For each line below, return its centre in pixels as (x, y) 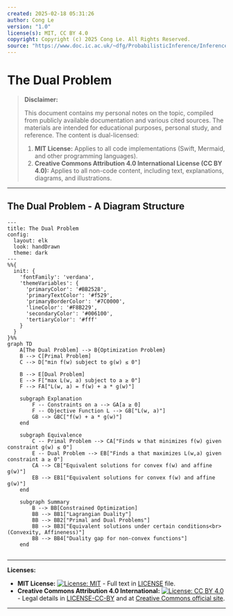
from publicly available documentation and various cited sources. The (124, 120)
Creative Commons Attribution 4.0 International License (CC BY (128, 163)
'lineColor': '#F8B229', (61, 307)
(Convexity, (24, 532)
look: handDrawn (37, 247)
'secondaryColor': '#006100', (69, 313)
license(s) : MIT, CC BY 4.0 (48, 33)
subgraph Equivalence (51, 435)
